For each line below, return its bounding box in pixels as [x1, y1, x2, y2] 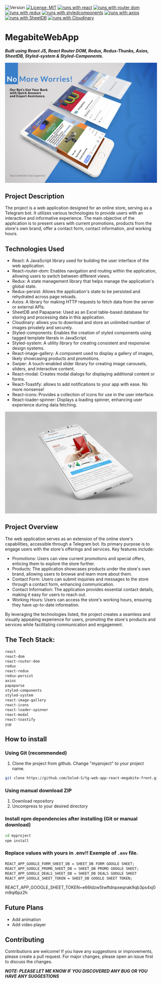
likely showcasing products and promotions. [12, 355, 100, 361]
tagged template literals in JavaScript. [12, 335, 88, 341]
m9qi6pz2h [5, 889, 28, 895]
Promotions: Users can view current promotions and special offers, [12, 555, 146, 561]
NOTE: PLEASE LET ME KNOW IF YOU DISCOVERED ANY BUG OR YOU [5, 968, 148, 974]
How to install [5, 735, 47, 743]
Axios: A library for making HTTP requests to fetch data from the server [12, 299, 154, 305]
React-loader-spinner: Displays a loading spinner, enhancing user [12, 397, 143, 403]
